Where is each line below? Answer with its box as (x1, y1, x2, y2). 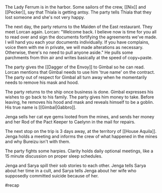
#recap (5, 182, 19, 188)
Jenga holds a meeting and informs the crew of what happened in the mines (5, 133, 158, 139)
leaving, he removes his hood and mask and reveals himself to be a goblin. (5, 99, 154, 105)
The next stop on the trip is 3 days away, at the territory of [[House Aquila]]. (5, 129, 157, 134)
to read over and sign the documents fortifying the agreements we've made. (5, 34, 158, 40)
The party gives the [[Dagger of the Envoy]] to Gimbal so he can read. (5, 64, 145, 70)
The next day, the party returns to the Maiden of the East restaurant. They (5, 24, 153, 30)
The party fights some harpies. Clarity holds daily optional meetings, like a (5, 148, 154, 154)
